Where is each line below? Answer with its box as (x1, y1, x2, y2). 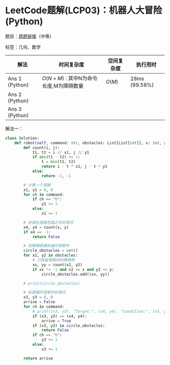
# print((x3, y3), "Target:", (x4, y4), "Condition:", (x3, (32, 309, 162, 314)
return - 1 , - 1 (41, 173, 71, 178)
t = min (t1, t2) (41, 159, 76, 164)
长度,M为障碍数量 (42, 82, 84, 89)
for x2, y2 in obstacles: (23, 253, 78, 258)
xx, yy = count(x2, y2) (32, 262, 82, 267)
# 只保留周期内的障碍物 (32, 257, 75, 263)
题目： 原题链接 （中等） (5, 33, 54, 39)
